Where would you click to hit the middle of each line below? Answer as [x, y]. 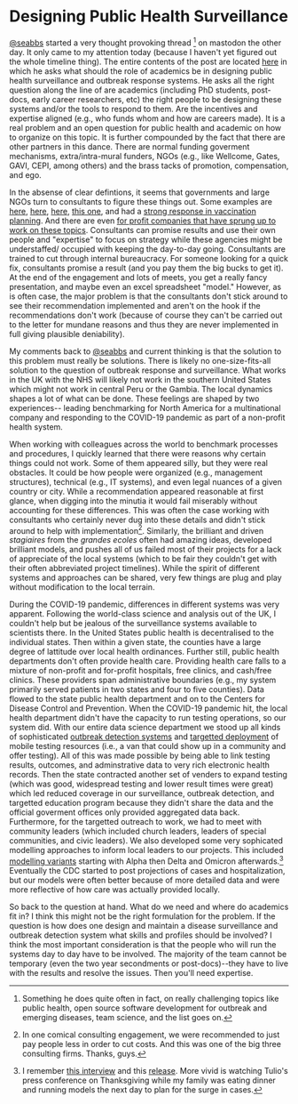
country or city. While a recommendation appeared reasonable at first [137, 491]
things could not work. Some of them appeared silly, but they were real [139, 463]
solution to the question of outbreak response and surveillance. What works [148, 370]
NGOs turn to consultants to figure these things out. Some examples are [141, 201]
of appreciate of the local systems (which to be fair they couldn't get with [143, 559]
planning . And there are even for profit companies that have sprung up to [143, 221]
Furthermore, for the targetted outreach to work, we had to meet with [135, 822]
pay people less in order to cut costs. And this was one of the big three [152, 1044]
